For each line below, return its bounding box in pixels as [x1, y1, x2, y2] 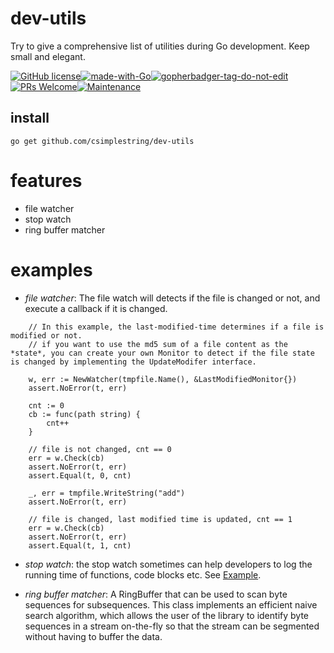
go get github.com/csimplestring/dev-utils [10, 136, 195, 146]
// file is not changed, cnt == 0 [28, 444, 172, 454]
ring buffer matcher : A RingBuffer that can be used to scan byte [24, 588, 288, 600]
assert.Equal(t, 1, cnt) [28, 540, 132, 551]
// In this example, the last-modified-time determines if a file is [28, 322, 325, 332]
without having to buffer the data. [24, 630, 163, 642]
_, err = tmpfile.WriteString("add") [28, 488, 186, 498]
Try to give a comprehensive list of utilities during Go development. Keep [10, 40, 310, 52]
